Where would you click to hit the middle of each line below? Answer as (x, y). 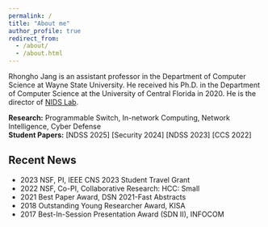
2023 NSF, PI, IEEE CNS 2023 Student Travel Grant (105, 179)
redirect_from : (34, 38)
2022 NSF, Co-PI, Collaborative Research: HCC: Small (110, 188)
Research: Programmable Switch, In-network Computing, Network (119, 118)
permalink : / (30, 16)
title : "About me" (39, 23)
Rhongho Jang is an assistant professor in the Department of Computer (127, 76)
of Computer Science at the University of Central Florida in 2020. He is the (132, 93)
